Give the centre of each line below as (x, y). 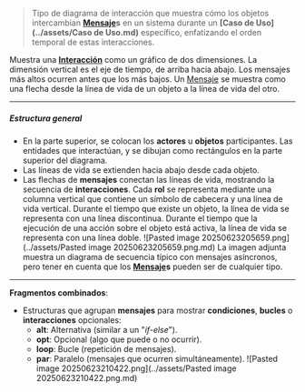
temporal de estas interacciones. (93, 42)
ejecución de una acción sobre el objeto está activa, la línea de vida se (155, 227)
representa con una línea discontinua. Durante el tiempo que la (140, 218)
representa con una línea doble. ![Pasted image (111, 237)
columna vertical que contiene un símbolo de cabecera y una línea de (152, 198)
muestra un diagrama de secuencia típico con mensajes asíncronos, (150, 256)
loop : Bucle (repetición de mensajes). (106, 348)
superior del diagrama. (65, 160)
